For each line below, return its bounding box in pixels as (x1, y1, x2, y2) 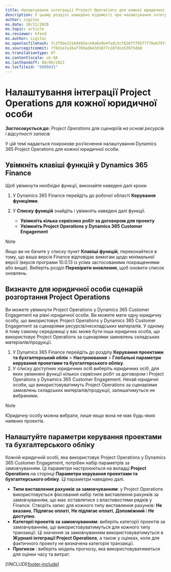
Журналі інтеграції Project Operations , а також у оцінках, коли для (12, 535, 160, 541)
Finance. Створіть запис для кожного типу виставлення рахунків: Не (12, 502, 162, 508)
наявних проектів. (5, 417, 45, 424)
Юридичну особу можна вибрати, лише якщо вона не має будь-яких (5, 412, 156, 419)
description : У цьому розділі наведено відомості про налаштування (5, 12, 152, 17)
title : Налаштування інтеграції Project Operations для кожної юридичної (5, 7, 165, 13)
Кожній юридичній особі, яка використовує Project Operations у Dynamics (5, 454, 166, 460)
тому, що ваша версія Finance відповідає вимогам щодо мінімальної (5, 254, 155, 260)
